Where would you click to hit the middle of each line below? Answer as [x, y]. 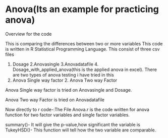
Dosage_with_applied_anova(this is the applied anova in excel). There [85, 70]
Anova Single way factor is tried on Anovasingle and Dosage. [69, 90]
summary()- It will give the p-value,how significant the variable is [73, 124]
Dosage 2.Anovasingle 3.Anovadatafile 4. [55, 64]
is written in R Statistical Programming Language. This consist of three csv [82, 49]
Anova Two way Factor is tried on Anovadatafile [55, 100]
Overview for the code [29, 34]
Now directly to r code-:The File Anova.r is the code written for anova [77, 109]
